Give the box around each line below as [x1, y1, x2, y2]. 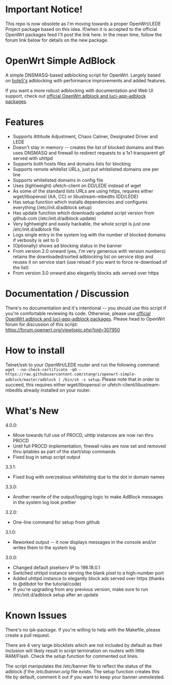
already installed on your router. [24, 387, 91, 393]
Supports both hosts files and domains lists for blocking [12, 160, 131, 166]
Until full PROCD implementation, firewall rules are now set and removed [12, 443, 166, 449]
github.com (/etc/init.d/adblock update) [12, 215, 97, 221]
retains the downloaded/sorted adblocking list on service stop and [12, 253, 154, 260]
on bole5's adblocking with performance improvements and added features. [5, 77, 166, 83]
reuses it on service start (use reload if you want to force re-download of [12, 258, 167, 265]
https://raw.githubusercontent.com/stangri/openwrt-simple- [5, 372, 137, 377]
